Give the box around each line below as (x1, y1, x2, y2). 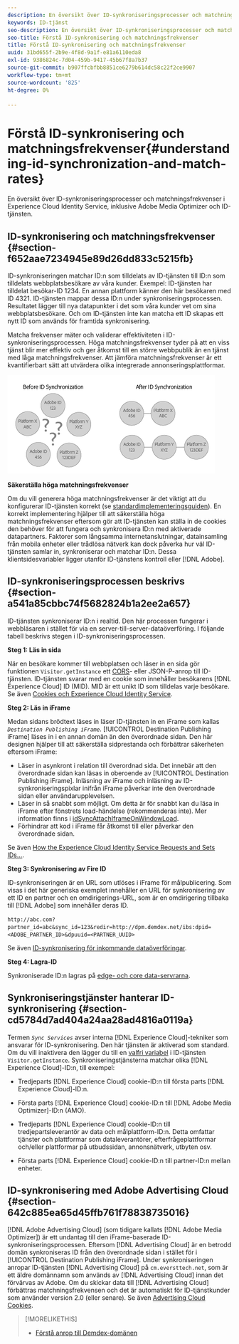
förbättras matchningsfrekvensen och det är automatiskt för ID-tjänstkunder (7, 1286, 230, 1295)
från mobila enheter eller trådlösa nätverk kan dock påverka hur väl (7, 540, 205, 548)
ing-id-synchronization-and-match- (7, 156, 226, 172)
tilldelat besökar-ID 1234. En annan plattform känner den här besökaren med (7, 287, 231, 295)
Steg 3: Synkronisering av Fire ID (7, 864, 107, 873)
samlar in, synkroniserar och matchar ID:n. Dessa (32, 547, 176, 555)
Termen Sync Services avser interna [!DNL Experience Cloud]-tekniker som (7, 1033, 229, 1041)
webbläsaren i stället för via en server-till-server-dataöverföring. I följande (7, 624, 225, 633)
